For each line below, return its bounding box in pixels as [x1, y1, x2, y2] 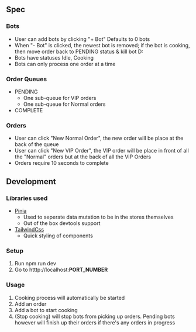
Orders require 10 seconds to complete [14, 160, 109, 167]
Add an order [14, 300, 47, 307]
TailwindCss [14, 226, 44, 233]
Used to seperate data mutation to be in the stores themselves [23, 213, 174, 220]
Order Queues [6, 75, 47, 83]
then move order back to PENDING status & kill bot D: [14, 48, 143, 55]
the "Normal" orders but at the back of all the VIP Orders [14, 153, 151, 160]
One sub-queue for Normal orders [23, 101, 106, 108]
